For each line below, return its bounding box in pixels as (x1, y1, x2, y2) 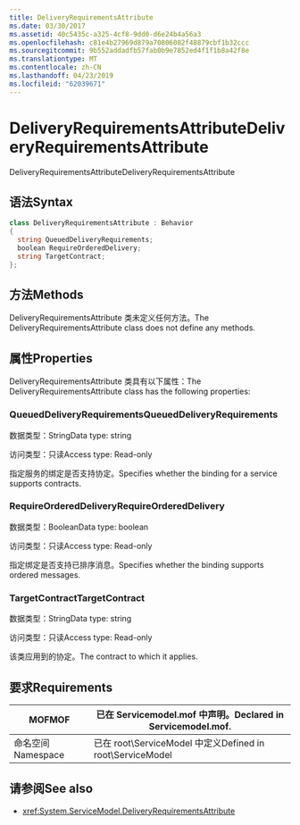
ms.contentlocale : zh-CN (9, 63, 102, 72)
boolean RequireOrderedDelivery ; (17, 244, 142, 253)
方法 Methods (9, 287, 84, 303)
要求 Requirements (9, 679, 113, 695)
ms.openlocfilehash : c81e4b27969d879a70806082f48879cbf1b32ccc (9, 37, 250, 47)
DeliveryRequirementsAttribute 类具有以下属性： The (9, 376, 202, 387)
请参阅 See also (9, 781, 94, 796)
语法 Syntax (9, 194, 73, 210)
